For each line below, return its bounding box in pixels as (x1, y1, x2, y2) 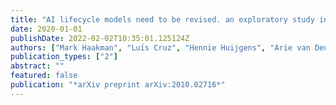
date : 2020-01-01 (10, 24, 83, 34)
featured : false (10, 71, 78, 81)
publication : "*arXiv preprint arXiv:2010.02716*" (10, 80, 226, 90)
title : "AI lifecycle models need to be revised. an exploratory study (10, 14, 315, 25)
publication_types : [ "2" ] (10, 52, 118, 62)
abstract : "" (10, 61, 65, 71)
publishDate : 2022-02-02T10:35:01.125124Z (10, 33, 190, 43)
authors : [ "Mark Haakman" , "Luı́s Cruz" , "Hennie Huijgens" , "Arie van (10, 42, 311, 53)
